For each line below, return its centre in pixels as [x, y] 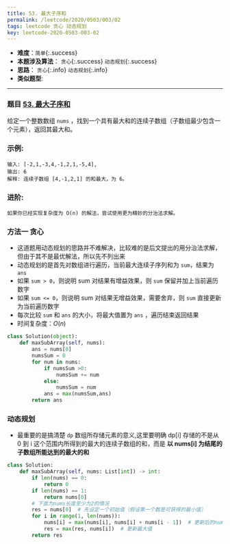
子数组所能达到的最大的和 [53, 452]
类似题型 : [30, 79]
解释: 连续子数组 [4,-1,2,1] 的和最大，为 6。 [67, 179]
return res [47, 535]
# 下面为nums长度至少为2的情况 [71, 504]
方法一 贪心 [26, 232]
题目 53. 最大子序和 [39, 105]
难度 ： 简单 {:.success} [47, 53]
